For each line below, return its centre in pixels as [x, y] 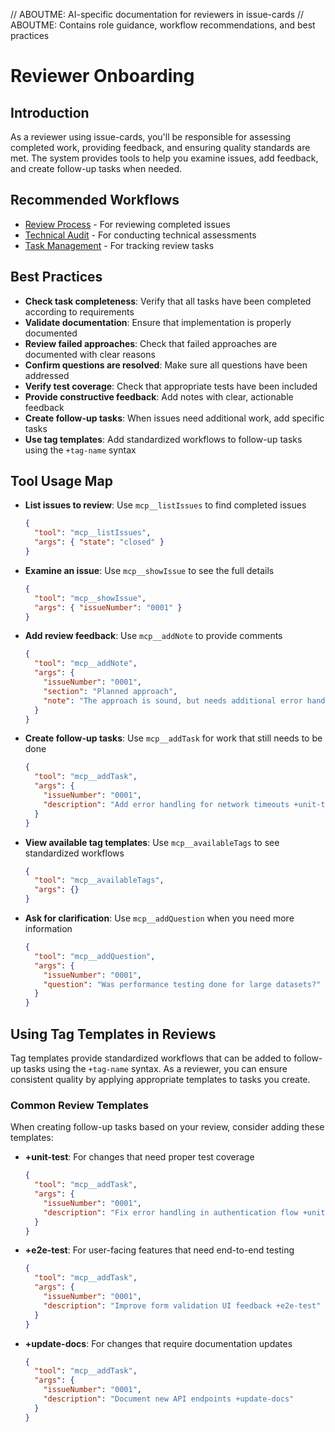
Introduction [50, 112]
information [48, 929]
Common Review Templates [79, 1105]
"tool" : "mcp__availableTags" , [99, 880]
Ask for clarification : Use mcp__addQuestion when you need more [159, 918]
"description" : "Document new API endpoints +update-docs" [169, 1399]
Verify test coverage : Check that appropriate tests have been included [171, 386]
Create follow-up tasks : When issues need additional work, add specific [174, 418]
